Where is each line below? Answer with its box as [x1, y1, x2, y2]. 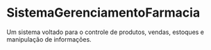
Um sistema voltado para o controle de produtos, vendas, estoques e [6, 28, 205, 36]
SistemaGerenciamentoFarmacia [6, 5, 201, 21]
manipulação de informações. [6, 35, 92, 43]
